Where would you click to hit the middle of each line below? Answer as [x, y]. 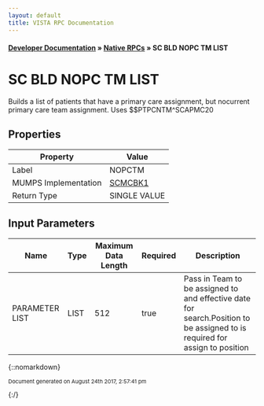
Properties [35, 135]
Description [218, 255]
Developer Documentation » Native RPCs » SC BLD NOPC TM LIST [118, 48]
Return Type [35, 195]
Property [57, 157]
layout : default [35, 15]
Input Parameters [51, 224]
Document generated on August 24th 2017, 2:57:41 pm [77, 381]
